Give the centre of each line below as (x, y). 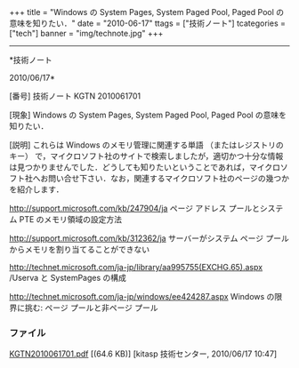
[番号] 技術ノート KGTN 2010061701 (75, 96)
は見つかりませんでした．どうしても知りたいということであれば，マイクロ (145, 167)
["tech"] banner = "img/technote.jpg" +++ (86, 33)
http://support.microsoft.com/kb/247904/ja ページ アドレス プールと (135, 208)
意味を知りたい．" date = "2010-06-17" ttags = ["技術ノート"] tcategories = (148, 23)
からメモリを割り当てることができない (79, 249)
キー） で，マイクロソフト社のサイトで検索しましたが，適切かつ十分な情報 (146, 156)
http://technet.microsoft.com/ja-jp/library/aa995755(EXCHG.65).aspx (136, 267)
